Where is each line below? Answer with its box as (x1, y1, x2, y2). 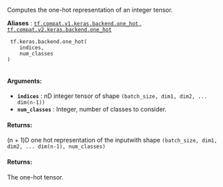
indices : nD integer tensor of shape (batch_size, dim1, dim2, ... (16, 92, 208, 100)
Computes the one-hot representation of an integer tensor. (7, 6, 173, 14)
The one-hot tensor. (7, 173, 64, 181)
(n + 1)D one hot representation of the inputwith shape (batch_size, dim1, (7, 136, 218, 145)
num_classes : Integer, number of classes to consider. (16, 105, 167, 114)
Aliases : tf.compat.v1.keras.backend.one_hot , (7, 19, 142, 27)
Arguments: (7, 77, 43, 85)
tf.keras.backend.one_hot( (10, 38, 88, 45)
